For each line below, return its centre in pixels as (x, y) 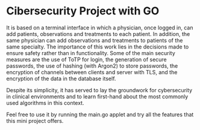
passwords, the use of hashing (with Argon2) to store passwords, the (92, 66)
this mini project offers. (35, 120)
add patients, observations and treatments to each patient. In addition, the (98, 34)
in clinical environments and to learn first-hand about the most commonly (97, 96)
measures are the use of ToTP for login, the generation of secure (86, 59)
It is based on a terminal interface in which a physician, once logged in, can (100, 28)
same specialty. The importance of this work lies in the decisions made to (98, 47)
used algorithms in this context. (45, 102)
